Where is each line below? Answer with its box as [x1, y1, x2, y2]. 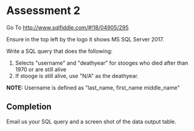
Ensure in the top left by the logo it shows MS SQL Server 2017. [6, 35, 164, 43]
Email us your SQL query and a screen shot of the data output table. [6, 118, 176, 125]
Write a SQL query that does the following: [6, 47, 113, 55]
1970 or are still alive [15, 65, 67, 73]
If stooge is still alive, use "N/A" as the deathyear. [15, 72, 139, 79]
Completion [6, 102, 52, 112]
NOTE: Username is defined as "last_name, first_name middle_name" [6, 83, 180, 91]
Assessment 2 [6, 4, 81, 18]
